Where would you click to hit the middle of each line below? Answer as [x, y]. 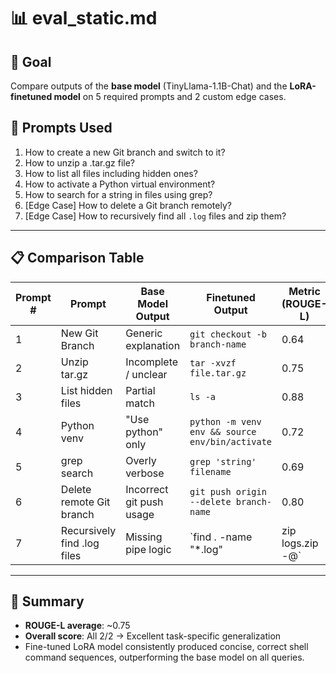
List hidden [86, 390]
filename [210, 471]
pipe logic [148, 549]
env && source [223, 431]
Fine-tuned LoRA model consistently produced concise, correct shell [166, 647]
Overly [141, 460]
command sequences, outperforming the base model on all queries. [164, 657]
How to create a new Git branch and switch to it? [125, 152]
